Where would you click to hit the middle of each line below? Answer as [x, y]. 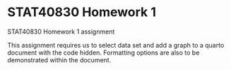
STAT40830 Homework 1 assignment [61, 31]
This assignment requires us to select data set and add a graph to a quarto [116, 45]
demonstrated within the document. [59, 59]
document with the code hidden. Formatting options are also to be [103, 52]
